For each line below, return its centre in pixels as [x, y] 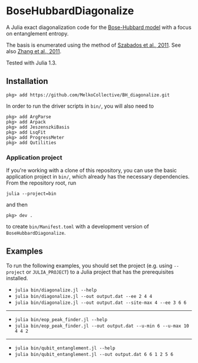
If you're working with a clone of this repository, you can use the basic [92, 170]
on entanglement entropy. [37, 33]
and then [17, 205]
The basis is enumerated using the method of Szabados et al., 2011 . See [94, 45]
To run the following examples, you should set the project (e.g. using [89, 265]
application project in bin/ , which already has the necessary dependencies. [98, 177]
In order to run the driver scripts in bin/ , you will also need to [80, 106]
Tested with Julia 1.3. [32, 63]
